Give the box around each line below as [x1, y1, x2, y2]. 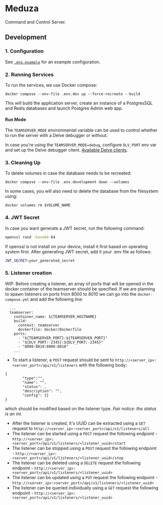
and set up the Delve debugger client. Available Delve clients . [5, 147, 128, 153]
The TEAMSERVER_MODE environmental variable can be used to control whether [5, 127, 158, 133]
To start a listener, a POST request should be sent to [12, 357, 114, 363]
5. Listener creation [5, 270, 52, 276]
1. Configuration [5, 48, 44, 55]
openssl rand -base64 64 [5, 234, 55, 239]
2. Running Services [5, 71, 54, 78]
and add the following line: [30, 296, 84, 302]
